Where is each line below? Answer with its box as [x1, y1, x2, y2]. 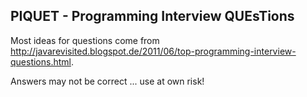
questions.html [10, 55, 72, 68]
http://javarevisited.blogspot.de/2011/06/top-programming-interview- [10, 45, 297, 57]
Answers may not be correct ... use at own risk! [10, 75, 205, 87]
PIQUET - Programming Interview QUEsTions [10, 8, 295, 25]
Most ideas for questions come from [10, 34, 160, 46]
